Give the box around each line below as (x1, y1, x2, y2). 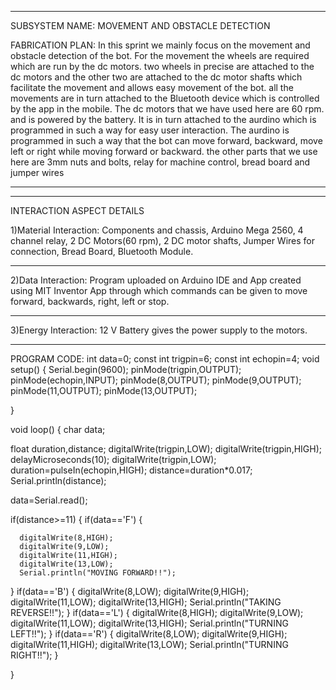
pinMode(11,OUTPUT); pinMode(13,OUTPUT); (10, 385, 198, 396)
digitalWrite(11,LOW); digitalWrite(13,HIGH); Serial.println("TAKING (10, 596, 282, 608)
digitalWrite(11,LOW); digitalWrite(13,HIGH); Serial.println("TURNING (10, 617, 289, 629)
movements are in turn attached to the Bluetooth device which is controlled (10, 92, 320, 104)
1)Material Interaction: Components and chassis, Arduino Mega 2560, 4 (10, 224, 304, 236)
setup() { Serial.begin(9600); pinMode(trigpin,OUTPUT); (10, 364, 242, 375)
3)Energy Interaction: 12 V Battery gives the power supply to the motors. (10, 324, 308, 336)
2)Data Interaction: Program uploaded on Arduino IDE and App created (10, 274, 302, 286)
